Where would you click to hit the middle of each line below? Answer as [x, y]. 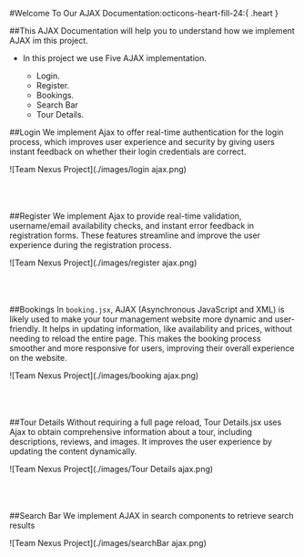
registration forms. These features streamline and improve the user [135, 235]
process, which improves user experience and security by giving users [142, 142]
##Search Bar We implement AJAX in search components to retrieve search [152, 516]
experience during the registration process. [91, 245]
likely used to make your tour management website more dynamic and [141, 319]
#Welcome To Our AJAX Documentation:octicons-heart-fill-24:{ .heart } [144, 13]
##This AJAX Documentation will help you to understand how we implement [152, 31]
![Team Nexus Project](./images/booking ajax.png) [104, 376]
